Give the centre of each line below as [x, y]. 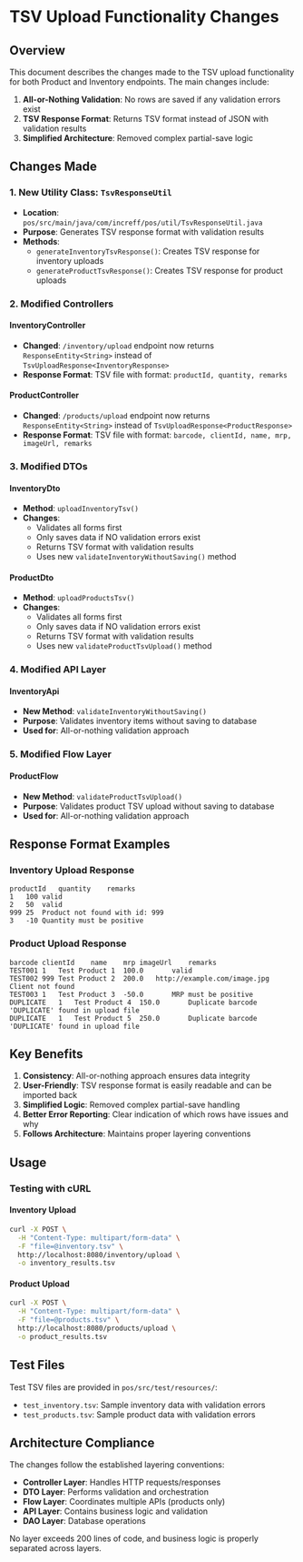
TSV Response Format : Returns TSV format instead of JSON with [146, 119]
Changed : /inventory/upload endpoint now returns [118, 345]
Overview [38, 50]
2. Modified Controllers [62, 304]
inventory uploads [70, 260]
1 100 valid [36, 897]
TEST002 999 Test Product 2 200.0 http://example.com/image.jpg [140, 978]
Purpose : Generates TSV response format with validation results [143, 232]
